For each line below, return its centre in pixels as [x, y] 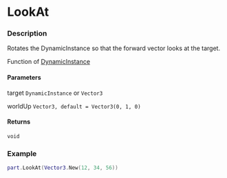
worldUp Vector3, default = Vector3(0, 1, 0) [74, 106]
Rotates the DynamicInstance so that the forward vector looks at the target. [114, 48]
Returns [19, 122]
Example [22, 153]
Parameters [24, 78]
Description [27, 34]
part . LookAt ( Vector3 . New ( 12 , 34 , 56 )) [63, 168]
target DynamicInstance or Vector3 [55, 93]
